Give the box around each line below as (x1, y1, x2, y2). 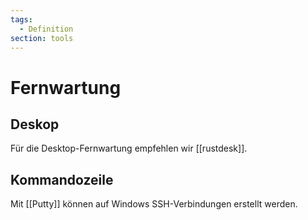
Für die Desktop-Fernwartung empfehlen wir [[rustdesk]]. (10, 142, 248, 155)
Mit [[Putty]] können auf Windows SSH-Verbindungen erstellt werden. (10, 198, 298, 210)
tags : (10, 14, 33, 25)
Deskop (10, 116, 60, 133)
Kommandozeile (10, 171, 114, 188)
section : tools (10, 33, 74, 43)
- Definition (19, 24, 74, 34)
